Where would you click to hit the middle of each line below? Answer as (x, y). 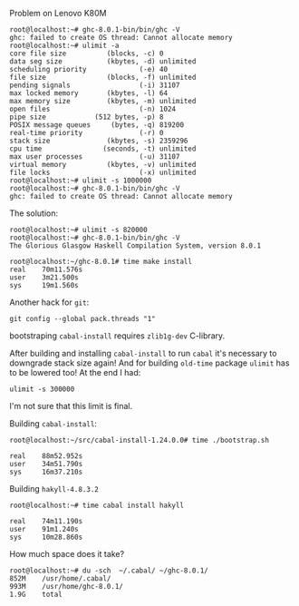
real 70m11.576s (46, 269)
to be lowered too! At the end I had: (75, 372)
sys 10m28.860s (46, 537)
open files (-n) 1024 (93, 109)
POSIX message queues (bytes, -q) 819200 (96, 125)
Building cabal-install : (53, 424)
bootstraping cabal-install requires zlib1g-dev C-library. (117, 336)
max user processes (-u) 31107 (95, 157)
